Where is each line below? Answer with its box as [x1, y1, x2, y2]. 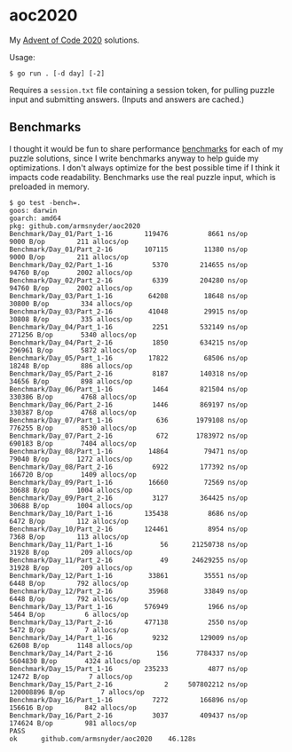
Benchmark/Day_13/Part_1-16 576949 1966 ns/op [9, 602, 249, 611]
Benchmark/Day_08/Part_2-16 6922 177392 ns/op [9, 463, 249, 471]
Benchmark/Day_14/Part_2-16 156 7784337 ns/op [9, 649, 249, 658]
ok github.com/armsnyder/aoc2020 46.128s [9, 734, 197, 743]
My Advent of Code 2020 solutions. [9, 35, 140, 45]
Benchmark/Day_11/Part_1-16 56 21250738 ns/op [9, 540, 249, 549]
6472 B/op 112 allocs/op [9, 517, 129, 526]
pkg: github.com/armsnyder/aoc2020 [9, 221, 141, 231]
